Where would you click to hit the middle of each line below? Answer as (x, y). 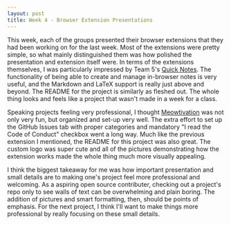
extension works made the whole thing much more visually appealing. (107, 156)
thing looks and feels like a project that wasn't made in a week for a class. (112, 98)
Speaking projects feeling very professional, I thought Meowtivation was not (115, 112)
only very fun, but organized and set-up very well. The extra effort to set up (115, 119)
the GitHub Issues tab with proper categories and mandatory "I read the (109, 127)
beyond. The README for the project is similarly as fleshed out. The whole (113, 91)
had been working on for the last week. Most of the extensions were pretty (113, 47)
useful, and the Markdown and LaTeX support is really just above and (105, 84)
